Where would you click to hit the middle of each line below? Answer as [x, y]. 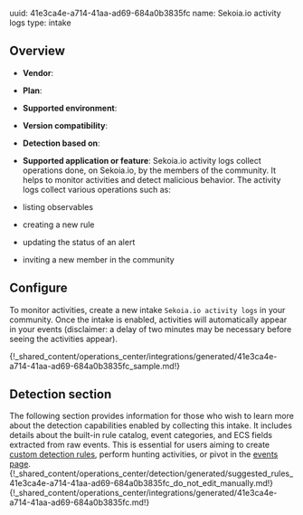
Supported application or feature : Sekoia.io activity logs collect [142, 160]
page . [20, 464]
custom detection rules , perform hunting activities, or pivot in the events [144, 454]
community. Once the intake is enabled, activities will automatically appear [148, 319]
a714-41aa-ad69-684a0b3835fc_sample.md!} [95, 366]
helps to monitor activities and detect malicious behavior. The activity [151, 179]
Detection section [61, 394]
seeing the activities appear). [63, 339]
